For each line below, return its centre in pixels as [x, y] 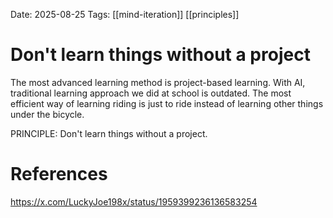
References [59, 174]
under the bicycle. [47, 114]
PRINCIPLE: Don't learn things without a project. [109, 133]
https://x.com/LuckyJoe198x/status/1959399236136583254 [134, 201]
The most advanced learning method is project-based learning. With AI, [158, 82]
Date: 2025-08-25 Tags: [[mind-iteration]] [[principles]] [125, 14]
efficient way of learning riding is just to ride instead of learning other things [167, 103]
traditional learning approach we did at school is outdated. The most [151, 93]
